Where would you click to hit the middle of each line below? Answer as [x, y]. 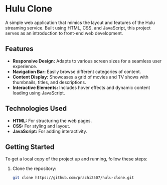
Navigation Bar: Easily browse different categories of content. [77, 71]
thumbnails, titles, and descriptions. [49, 82]
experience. [25, 66]
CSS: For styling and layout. [41, 126]
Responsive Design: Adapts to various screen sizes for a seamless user [87, 61]
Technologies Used [36, 109]
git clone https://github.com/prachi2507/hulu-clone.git [73, 178]
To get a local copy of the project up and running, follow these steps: [76, 159]
